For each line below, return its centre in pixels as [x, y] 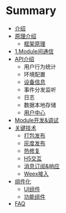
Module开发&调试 [37, 120]
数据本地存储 [40, 105]
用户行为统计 [40, 66]
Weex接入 [36, 174]
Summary [31, 11]
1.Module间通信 [34, 51]
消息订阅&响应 [42, 166]
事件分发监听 [40, 89]
